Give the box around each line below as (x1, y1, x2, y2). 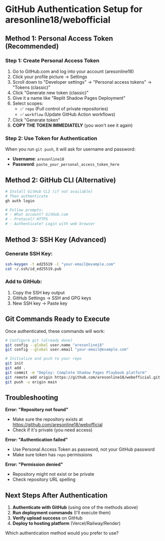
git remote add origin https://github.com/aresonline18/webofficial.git (5, 375, 160, 380)
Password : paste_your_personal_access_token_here (12, 161, 119, 167)
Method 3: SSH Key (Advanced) (5, 235, 107, 244)
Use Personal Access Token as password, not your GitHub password (12, 446, 155, 452)
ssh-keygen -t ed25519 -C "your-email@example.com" (5, 262, 115, 267)
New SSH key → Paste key (12, 300, 68, 306)
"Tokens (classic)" (12, 84, 51, 90)
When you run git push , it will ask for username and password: (5, 146, 136, 152)
